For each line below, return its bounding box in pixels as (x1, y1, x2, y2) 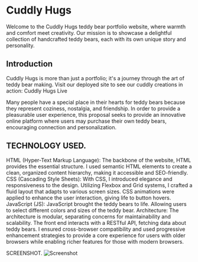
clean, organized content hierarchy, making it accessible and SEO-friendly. (6, 169, 188, 176)
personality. (6, 42, 35, 49)
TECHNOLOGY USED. (6, 141, 87, 151)
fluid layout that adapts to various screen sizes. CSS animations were (6, 188, 174, 195)
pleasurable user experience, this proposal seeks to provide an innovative (6, 111, 186, 118)
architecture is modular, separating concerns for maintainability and (6, 213, 171, 220)
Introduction (6, 59, 53, 69)
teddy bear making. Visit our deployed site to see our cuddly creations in (6, 81, 183, 88)
